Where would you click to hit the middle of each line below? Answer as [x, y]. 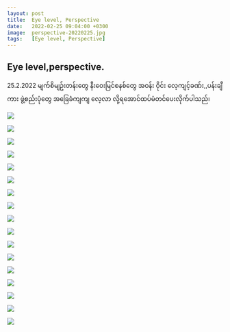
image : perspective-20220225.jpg [56, 33]
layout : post [26, 13]
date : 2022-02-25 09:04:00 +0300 [58, 26]
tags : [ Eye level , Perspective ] [56, 39]
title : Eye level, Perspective [53, 20]
